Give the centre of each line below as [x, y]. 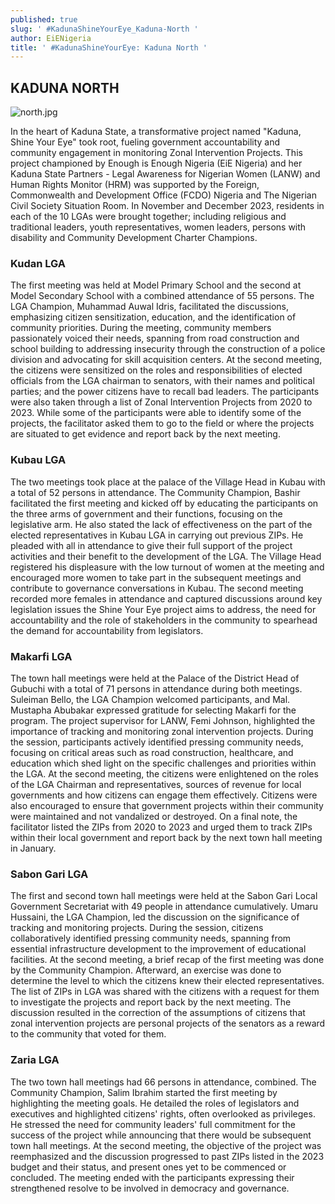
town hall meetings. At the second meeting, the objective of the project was [166, 1145]
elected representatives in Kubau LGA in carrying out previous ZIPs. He [157, 535]
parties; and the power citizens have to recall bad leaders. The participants [165, 392]
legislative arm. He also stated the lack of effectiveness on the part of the [161, 524]
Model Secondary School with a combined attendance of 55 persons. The [162, 296]
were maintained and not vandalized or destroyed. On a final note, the [154, 816]
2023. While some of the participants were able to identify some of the [156, 413]
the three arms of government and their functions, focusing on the [146, 513]
